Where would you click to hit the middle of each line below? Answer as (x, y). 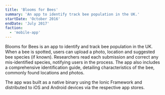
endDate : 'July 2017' (27, 23)
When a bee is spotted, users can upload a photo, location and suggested (80, 52)
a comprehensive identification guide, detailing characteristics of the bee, (80, 67)
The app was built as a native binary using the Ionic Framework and (74, 82)
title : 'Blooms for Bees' (32, 10)
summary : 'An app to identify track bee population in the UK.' (72, 14)
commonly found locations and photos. (45, 73)
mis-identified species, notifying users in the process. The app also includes (82, 62)
